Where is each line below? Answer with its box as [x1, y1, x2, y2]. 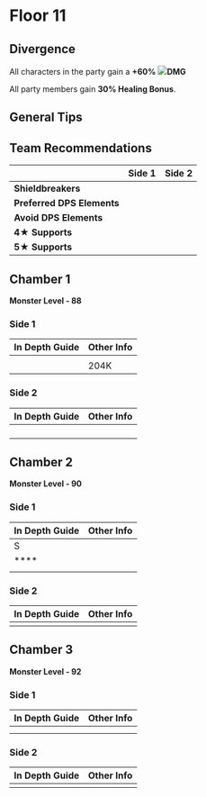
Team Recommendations [9, 140, 153, 156]
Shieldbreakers [13, 182, 81, 195]
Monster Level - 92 [9, 666, 82, 676]
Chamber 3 [9, 642, 74, 657]
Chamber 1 [9, 271, 71, 286]
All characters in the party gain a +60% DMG [9, 67, 186, 77]
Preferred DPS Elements [13, 197, 120, 210]
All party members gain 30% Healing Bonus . [9, 84, 176, 95]
